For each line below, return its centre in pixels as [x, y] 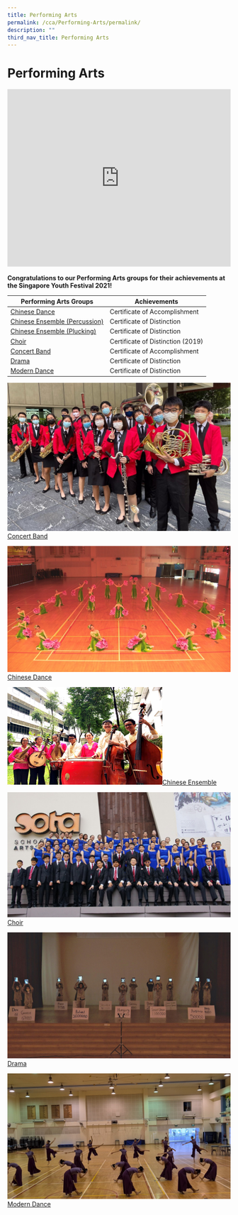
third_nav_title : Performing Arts [58, 38]
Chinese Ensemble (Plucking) [53, 331]
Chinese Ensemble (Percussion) [57, 321]
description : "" [31, 30]
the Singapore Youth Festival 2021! [60, 286]
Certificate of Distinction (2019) [157, 341]
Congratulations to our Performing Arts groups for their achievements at [116, 278]
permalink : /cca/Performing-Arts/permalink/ [74, 22]
